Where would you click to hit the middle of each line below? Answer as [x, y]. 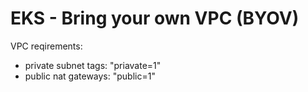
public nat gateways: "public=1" [90, 76]
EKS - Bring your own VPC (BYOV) [155, 18]
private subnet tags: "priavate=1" [93, 65]
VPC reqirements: [46, 46]
